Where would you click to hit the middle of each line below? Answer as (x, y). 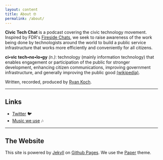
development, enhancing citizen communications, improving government (78, 67)
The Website (25, 141)
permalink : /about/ (25, 18)
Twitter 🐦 (22, 114)
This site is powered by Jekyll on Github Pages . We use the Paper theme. (78, 152)
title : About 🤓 (21, 14)
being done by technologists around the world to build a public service (76, 43)
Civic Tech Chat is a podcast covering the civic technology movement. (76, 32)
